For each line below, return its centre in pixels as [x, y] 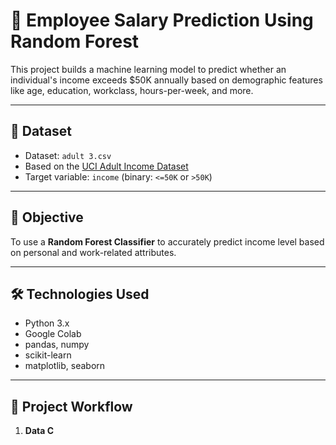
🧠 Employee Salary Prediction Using [162, 20]
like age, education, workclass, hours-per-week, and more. [132, 90]
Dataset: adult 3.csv [68, 155]
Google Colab [53, 334]
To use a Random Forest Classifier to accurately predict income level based [167, 241]
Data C [39, 431]
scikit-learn [48, 355]
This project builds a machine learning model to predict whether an [148, 69]
